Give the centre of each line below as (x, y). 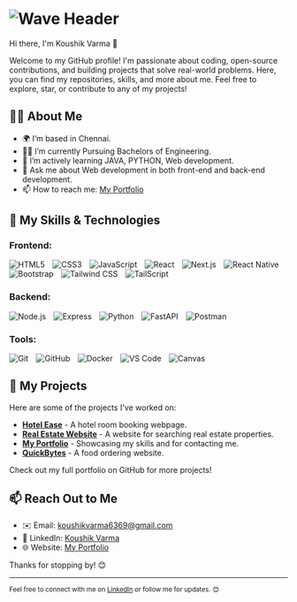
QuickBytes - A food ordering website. (93, 453)
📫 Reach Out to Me (63, 499)
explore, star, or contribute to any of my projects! (98, 88)
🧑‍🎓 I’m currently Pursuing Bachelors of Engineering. (117, 151)
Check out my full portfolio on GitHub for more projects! (110, 469)
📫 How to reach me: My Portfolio (83, 189)
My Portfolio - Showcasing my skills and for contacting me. (130, 443)
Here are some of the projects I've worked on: (93, 408)
